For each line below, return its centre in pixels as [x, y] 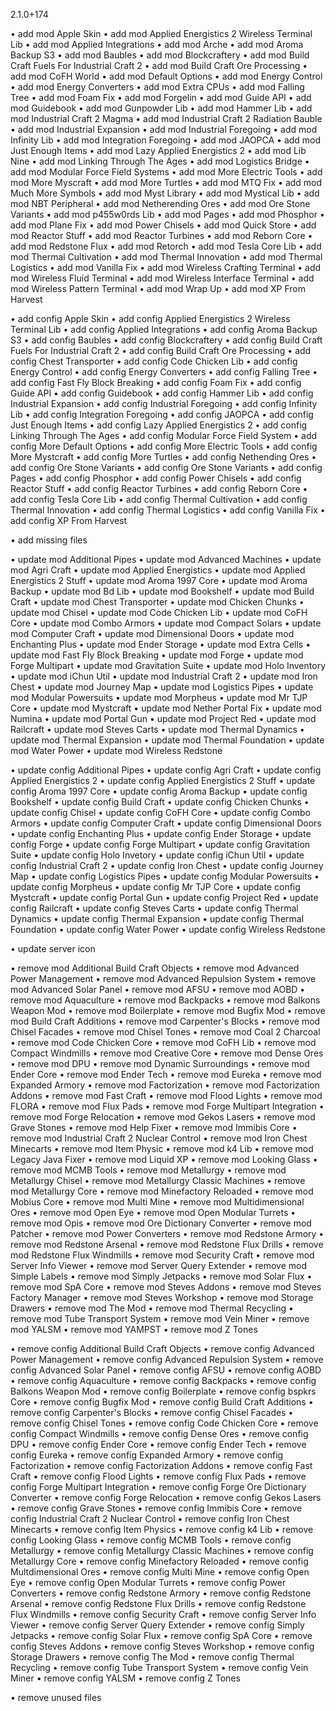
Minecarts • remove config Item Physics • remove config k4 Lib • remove [162, 1529]
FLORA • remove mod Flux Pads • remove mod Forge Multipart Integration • [167, 1106]
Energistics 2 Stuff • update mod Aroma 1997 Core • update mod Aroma [159, 580]
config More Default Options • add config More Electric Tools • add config [164, 446]
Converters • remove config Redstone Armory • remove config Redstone [161, 1593]
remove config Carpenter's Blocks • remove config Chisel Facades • [152, 1412]
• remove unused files [56, 1697]
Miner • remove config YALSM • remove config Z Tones [125, 1678]
